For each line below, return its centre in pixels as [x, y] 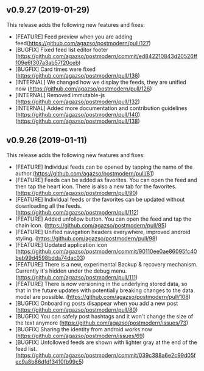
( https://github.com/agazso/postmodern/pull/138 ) [77, 121]
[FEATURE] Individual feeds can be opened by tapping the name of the [104, 167]
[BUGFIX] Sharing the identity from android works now [84, 329]
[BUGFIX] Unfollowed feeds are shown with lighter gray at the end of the [106, 342]
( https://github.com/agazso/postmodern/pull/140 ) [78, 114]
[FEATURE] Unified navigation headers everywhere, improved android [103, 232]
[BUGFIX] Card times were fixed [55, 69]
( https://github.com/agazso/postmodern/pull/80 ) [76, 310]
